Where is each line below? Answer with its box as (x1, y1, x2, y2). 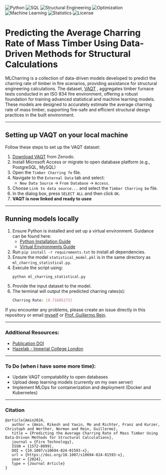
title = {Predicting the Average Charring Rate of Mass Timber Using (11, 431, 158, 436)
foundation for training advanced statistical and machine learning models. (5, 96, 155, 102)
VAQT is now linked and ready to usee (12, 195, 92, 201)
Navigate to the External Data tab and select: (12, 175, 105, 181)
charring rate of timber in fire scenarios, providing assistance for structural (5, 80, 157, 86)
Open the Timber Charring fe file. (12, 169, 82, 175)
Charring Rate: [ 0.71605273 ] (12, 298, 73, 303)
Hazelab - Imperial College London (12, 345, 83, 351)
